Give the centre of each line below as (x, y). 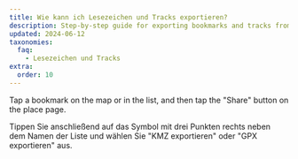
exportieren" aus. (41, 145)
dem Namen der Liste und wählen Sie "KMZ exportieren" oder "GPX (133, 136)
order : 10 (35, 75)
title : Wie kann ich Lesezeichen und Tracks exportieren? (118, 17)
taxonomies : (31, 42)
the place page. (38, 109)
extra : (21, 67)
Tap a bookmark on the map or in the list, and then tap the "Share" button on (149, 100)
